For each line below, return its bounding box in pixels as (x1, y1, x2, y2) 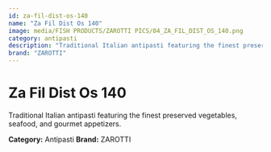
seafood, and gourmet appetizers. (8, 118, 122, 129)
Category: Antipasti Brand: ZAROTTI (8, 134, 131, 144)
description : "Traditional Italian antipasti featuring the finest (8, 42, 240, 50)
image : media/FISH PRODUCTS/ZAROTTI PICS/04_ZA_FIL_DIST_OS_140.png (8, 27, 244, 35)
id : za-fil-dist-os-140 (8, 11, 89, 20)
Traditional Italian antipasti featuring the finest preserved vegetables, (8, 110, 238, 120)
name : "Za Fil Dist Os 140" (8, 19, 103, 27)
